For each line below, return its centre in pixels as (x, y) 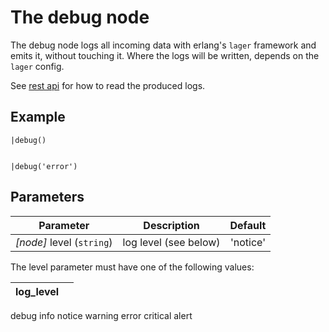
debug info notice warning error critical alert (101, 315)
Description (171, 225)
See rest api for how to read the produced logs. (108, 85)
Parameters (47, 197)
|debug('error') (44, 166)
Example (38, 117)
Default (248, 225)
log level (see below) (171, 242)
